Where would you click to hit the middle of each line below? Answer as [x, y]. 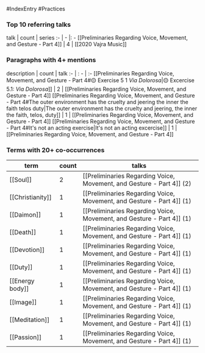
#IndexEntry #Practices [36, 9]
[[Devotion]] [27, 250]
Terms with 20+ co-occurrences [56, 150]
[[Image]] [23, 302]
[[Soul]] [21, 180]
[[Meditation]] [30, 320]
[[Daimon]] [25, 214]
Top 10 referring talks [39, 24]
